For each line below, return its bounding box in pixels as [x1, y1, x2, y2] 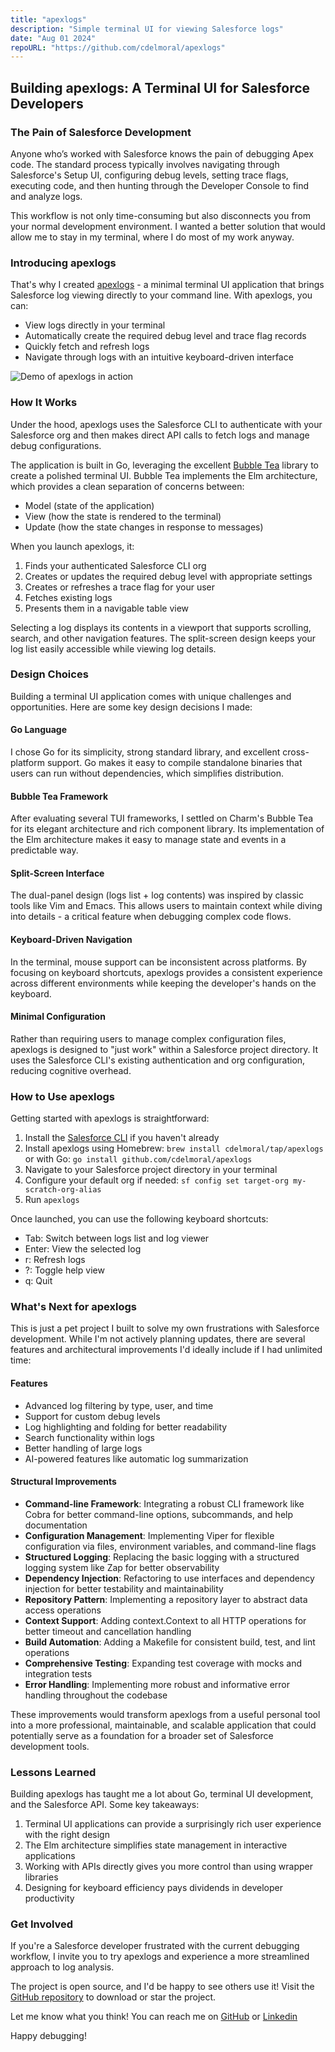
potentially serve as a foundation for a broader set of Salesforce [10, 1729, 274, 1741]
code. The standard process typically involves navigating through [10, 158, 280, 170]
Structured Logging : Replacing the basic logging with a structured [24, 1551, 300, 1563]
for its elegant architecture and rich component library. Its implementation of [10, 823, 325, 835]
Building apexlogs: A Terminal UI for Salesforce [10, 79, 311, 96]
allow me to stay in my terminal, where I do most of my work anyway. [10, 231, 295, 243]
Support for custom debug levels [24, 1410, 161, 1422]
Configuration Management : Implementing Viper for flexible [24, 1529, 275, 1541]
